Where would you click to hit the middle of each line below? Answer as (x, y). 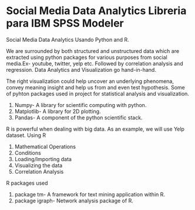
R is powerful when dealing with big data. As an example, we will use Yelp (95, 129)
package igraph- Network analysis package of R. (74, 201)
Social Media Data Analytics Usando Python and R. (68, 39)
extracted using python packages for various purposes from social (87, 57)
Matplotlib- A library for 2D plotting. (58, 111)
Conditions (28, 153)
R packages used (27, 183)
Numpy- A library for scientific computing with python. (80, 105)
